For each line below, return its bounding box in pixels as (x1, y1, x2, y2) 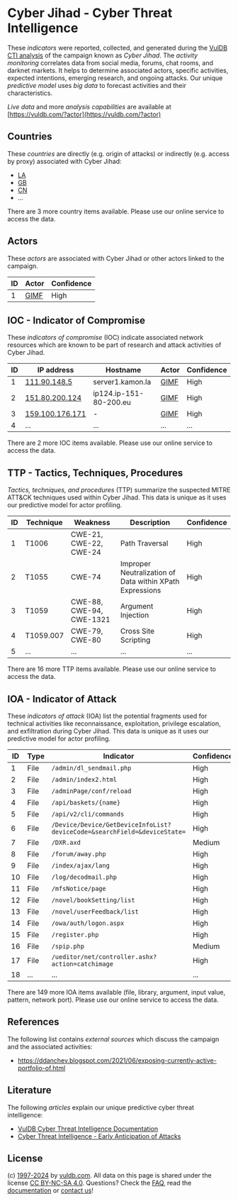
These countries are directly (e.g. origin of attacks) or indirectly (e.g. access (7, 149, 230, 157)
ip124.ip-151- (93, 389, 144, 399)
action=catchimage (51, 960, 113, 968)
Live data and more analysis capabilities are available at (7, 102, 171, 111)
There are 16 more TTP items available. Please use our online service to (7, 665, 217, 673)
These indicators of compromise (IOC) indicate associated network (7, 333, 204, 342)
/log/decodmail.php (51, 873, 118, 881)
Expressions (120, 585, 161, 595)
